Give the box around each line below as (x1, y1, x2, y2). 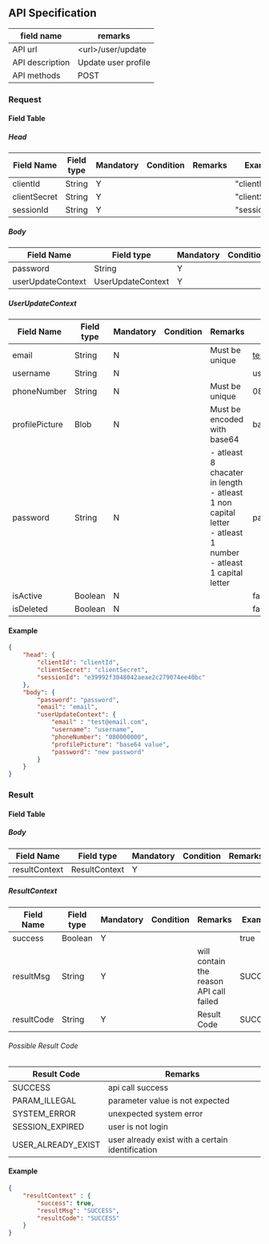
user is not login (107, 1120, 168, 1132)
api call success (107, 1082, 169, 1093)
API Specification (8, 6, 98, 20)
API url (12, 43, 38, 55)
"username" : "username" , (50, 726, 134, 734)
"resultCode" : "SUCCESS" (37, 1214, 120, 1222)
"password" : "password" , (37, 695, 120, 704)
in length (210, 477, 243, 488)
